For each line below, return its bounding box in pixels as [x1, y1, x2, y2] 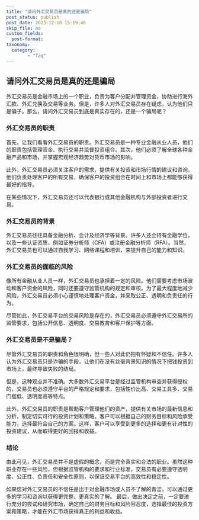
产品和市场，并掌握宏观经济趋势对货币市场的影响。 [11, 153, 136, 161]
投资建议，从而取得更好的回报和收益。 [6, 427, 99, 434]
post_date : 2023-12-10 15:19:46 [6, 20, 86, 25]
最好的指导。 [6, 181, 37, 188]
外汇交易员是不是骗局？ [6, 336, 73, 344]
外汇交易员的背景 [6, 217, 55, 225]
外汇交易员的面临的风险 [6, 262, 73, 271]
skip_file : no [6, 25, 41, 31]
